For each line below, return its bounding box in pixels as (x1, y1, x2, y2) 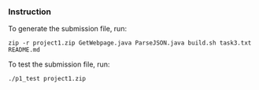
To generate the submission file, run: (8, 24, 128, 34)
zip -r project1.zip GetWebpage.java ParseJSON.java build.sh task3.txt (8, 39, 252, 47)
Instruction (8, 6, 52, 17)
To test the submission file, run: (8, 59, 110, 69)
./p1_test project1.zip (8, 75, 87, 83)
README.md (8, 46, 41, 54)
